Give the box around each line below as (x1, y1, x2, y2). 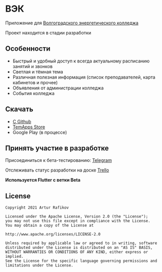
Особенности (5, 44, 51, 53)
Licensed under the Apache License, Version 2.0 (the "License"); (5, 214, 148, 219)
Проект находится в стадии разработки (5, 29, 91, 36)
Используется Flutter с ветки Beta (5, 177, 81, 183)
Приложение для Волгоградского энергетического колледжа (5, 20, 139, 26)
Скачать (5, 105, 34, 114)
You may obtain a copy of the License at (5, 223, 94, 228)
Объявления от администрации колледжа (12, 85, 104, 91)
